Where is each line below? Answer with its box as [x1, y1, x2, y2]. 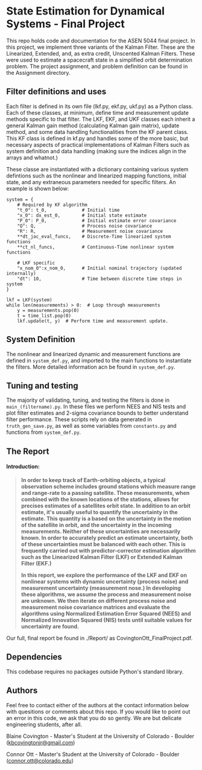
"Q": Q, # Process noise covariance [17, 223, 153, 229]
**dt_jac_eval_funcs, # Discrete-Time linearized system [17, 234, 171, 240]
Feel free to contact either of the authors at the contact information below [6, 701, 189, 708]
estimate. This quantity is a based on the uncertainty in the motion [21, 515, 192, 522]
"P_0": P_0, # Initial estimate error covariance [17, 217, 177, 224]
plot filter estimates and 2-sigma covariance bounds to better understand [6, 409, 189, 417]
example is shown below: [6, 185, 69, 192]
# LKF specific [17, 259, 55, 266]
